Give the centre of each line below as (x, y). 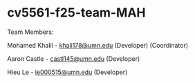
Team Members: (30, 32)
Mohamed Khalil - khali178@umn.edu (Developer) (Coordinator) (98, 45)
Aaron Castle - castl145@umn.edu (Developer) (74, 58)
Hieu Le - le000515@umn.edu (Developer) (67, 72)
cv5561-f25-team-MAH (76, 13)
